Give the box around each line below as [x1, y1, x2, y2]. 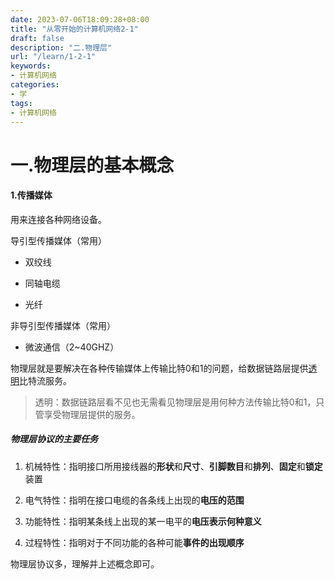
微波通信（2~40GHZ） [24, 341, 120, 353]
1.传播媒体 [10, 189, 53, 201]
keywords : [10, 61, 52, 71]
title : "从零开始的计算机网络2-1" [10, 24, 139, 34]
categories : [10, 80, 60, 90]
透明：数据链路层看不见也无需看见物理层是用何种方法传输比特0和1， [34, 396, 317, 408]
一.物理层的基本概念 [10, 154, 175, 176]
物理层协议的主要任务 [10, 433, 98, 445]
